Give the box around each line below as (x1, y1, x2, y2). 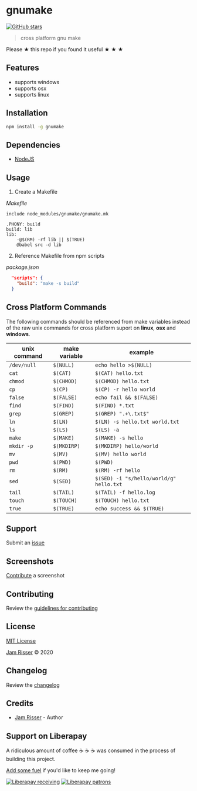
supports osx (14, 85, 47, 92)
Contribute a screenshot (6, 572, 65, 579)
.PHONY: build (6, 221, 41, 227)
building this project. (6, 756, 56, 763)
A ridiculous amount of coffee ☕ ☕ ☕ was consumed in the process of (6, 747, 176, 754)
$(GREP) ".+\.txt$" (94, 410, 150, 417)
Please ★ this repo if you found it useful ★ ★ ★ (6, 45, 124, 53)
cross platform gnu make (20, 34, 81, 41)
